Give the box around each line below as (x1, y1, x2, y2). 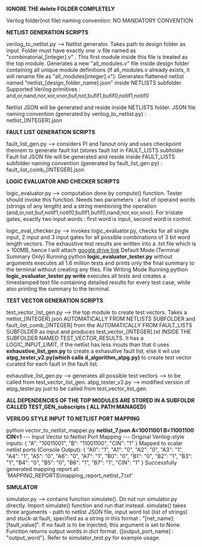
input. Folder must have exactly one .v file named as (6, 47, 136, 54)
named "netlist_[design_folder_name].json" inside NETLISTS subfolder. (6, 79, 183, 86)
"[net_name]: (142, 515, 175, 522)
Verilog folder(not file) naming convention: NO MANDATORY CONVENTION (6, 17, 194, 24)
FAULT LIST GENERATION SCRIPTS (6, 129, 96, 135)
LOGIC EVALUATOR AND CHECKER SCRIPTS (6, 178, 120, 185)
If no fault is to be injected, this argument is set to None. (41, 522, 181, 528)
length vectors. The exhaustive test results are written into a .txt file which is (6, 240, 197, 247)
